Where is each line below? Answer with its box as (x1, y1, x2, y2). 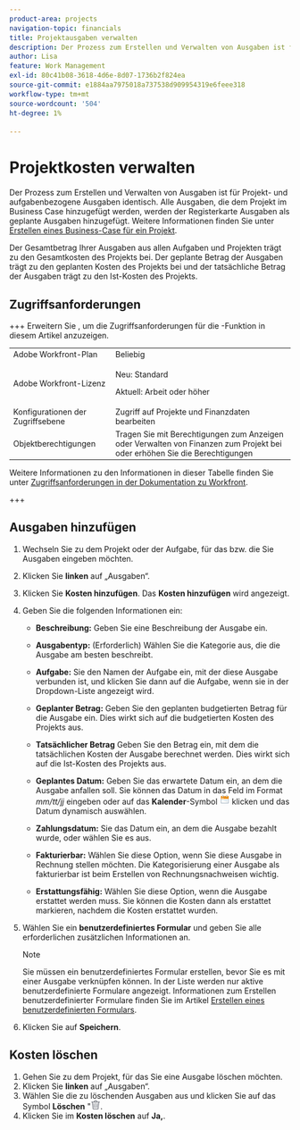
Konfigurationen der (12, 406, 87, 417)
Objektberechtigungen (12, 438, 96, 448)
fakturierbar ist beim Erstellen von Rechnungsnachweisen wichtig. (35, 868, 279, 879)
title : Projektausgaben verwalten (9, 33, 138, 42)
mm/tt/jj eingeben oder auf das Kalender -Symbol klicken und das (35, 796, 290, 807)
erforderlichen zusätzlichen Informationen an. (21, 932, 191, 942)
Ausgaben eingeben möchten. (21, 553, 134, 564)
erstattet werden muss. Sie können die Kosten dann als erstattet (35, 895, 271, 906)
